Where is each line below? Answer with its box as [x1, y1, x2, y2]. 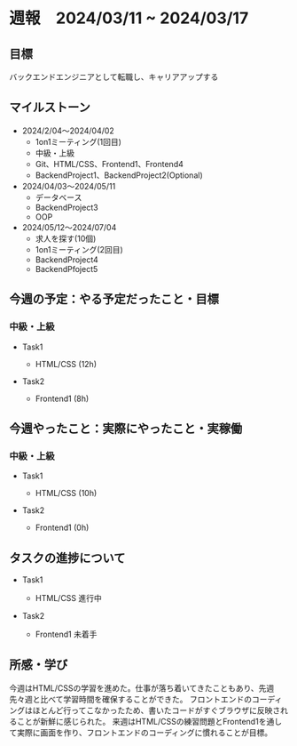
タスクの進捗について [9, 550, 126, 566]
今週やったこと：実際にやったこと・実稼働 [9, 421, 242, 436]
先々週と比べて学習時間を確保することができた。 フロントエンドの [9, 694, 253, 704]
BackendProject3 [35, 202, 99, 213]
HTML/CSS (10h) [35, 488, 98, 499]
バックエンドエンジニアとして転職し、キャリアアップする [9, 72, 219, 82]
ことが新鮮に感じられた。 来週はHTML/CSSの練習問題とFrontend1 [16, 716, 259, 726]
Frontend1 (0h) [35, 522, 90, 533]
